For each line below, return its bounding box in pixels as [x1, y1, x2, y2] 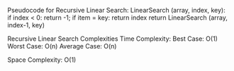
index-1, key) [7, 21, 45, 29]
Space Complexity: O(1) [7, 56, 77, 64]
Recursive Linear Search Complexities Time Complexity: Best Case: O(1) [7, 34, 218, 43]
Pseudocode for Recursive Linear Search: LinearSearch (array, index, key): [7, 6, 225, 14]
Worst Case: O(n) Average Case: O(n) [7, 42, 117, 50]
